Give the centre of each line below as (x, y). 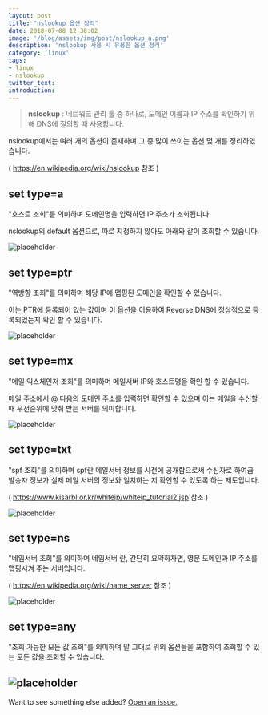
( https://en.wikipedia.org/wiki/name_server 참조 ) (90, 585)
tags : (17, 61)
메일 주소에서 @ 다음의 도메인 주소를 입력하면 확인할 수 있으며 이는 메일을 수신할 (133, 398)
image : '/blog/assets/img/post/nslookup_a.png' (89, 38)
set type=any (42, 626)
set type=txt (40, 450)
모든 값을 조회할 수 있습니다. (60, 657)
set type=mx (41, 361)
